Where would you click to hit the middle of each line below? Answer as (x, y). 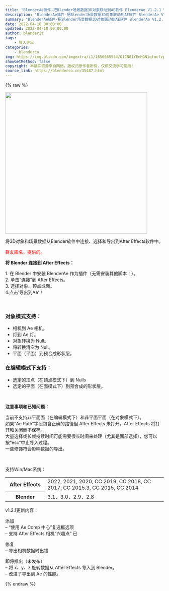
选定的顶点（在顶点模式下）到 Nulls (49, 380)
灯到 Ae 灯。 (25, 335)
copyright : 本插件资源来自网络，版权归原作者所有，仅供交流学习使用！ (70, 66)
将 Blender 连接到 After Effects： (40, 263)
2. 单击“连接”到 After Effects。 (36, 280)
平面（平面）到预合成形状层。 (43, 354)
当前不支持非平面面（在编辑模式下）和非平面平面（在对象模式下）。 (75, 417)
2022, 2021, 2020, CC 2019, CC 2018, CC (99, 481)
